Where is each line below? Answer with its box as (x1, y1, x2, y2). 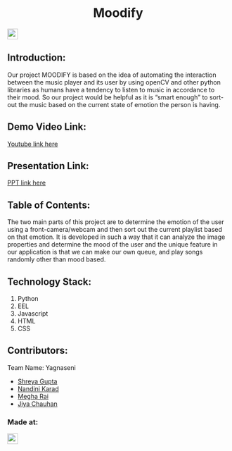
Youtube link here (7, 140, 58, 148)
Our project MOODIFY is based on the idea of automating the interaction (7, 70, 217, 79)
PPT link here (7, 178, 46, 187)
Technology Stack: (7, 276, 92, 288)
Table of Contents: (7, 199, 91, 211)
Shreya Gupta (17, 377, 58, 385)
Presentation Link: (7, 160, 89, 172)
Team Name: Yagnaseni (7, 363, 76, 371)
